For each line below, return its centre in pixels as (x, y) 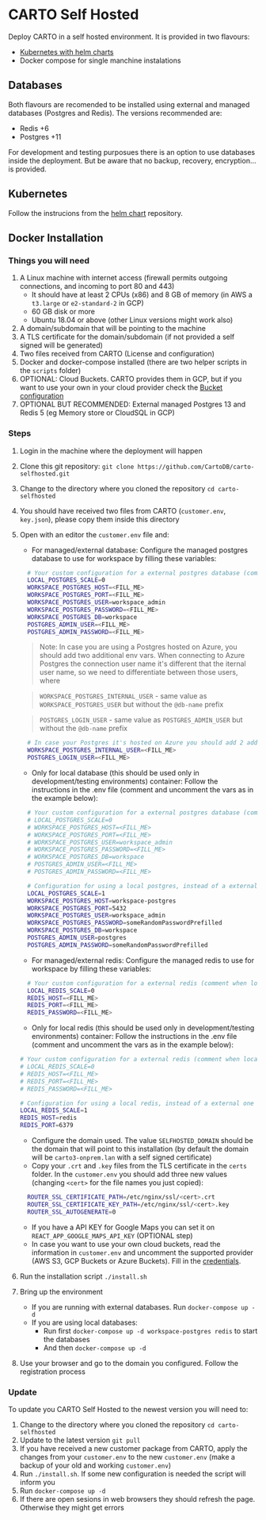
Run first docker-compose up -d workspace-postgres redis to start (150, 1330)
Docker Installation (56, 238)
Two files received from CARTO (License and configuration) (117, 354)
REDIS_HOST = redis (48, 1118)
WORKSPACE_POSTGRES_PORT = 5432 (77, 908)
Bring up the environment (61, 1291)
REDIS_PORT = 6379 (46, 1126)
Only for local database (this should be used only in (115, 773)
